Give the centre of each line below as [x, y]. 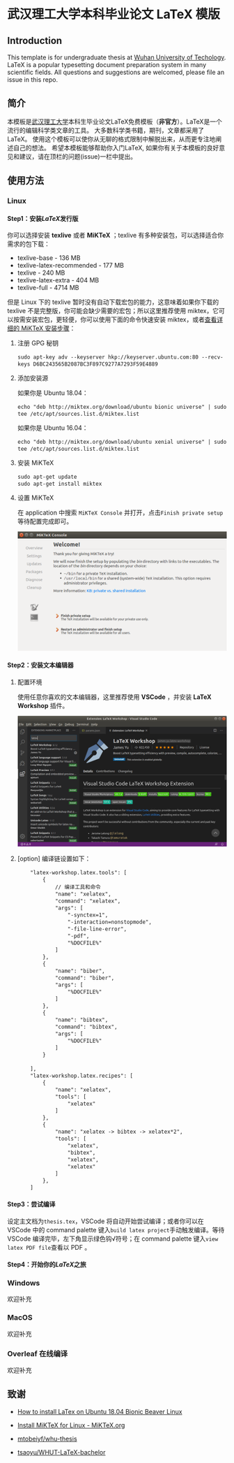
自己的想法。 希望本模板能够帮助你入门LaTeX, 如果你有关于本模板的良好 [116, 147]
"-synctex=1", [88, 915]
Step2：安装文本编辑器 [41, 665]
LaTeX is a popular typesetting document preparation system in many [107, 65]
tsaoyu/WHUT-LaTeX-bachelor [61, 1452]
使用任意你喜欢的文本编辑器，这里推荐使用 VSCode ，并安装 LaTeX [114, 697]
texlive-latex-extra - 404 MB [58, 280]
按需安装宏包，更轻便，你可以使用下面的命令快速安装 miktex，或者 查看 [115, 319]
